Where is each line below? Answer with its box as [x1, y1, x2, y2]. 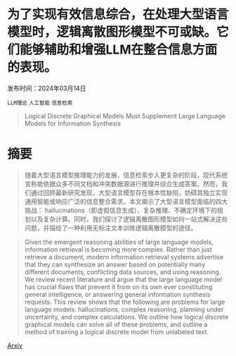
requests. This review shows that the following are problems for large [24, 297, 225, 306]
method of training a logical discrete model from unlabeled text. [24, 327, 209, 336]
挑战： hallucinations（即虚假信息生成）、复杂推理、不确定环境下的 [24, 206, 218, 214]
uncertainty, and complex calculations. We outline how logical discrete [24, 312, 229, 321]
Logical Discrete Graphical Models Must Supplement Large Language [24, 111, 226, 120]
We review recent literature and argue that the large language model [24, 275, 223, 283]
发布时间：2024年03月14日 [7, 84, 86, 92]
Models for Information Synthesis [24, 119, 122, 128]
